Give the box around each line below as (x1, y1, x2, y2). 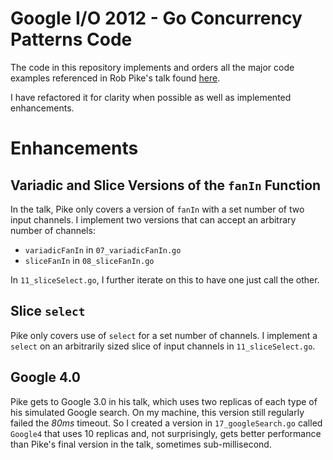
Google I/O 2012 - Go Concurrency (10, 7, 303, 30)
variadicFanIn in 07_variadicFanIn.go (24, 243, 182, 256)
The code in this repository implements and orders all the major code (10, 61, 295, 73)
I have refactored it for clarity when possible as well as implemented (10, 91, 292, 103)
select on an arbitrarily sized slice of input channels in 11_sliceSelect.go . (10, 340, 316, 352)
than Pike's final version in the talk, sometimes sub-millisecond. (10, 438, 272, 450)
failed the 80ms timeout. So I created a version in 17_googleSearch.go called (10, 417, 323, 429)
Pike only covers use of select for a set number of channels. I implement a (10, 329, 318, 341)
